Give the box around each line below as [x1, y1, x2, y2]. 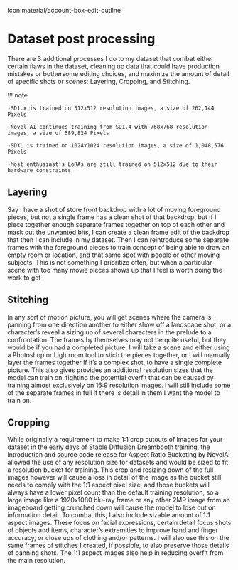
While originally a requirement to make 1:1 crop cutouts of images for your [7, 436, 223, 444]
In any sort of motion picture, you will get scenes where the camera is [7, 312, 212, 321]
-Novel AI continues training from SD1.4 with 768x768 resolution [7, 123, 208, 130]
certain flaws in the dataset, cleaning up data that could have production [7, 62, 220, 70]
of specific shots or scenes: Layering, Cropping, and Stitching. [7, 77, 190, 85]
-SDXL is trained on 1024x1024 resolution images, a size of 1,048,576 [7, 142, 224, 149]
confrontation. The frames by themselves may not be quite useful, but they [7, 335, 227, 344]
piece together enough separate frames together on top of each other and [7, 220, 225, 228]
